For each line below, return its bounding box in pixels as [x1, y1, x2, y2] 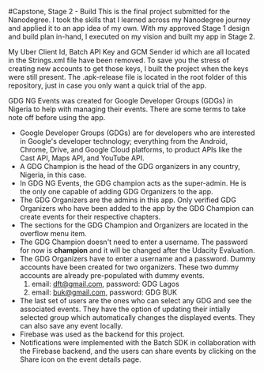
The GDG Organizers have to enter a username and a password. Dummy [19, 254, 256, 263]
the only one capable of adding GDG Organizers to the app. [19, 187, 213, 196]
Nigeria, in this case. [19, 170, 87, 179]
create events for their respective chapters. [19, 212, 161, 221]
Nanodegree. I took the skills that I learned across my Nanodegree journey [8, 15, 251, 24]
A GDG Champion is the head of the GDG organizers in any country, [19, 162, 241, 171]
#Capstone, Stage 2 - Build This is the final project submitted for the [8, 7, 231, 16]
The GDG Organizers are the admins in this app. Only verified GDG [19, 195, 237, 205]
